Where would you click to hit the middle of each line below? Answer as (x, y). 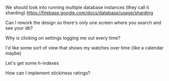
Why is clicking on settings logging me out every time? (63, 38)
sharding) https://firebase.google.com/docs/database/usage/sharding (79, 13)
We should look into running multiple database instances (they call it (77, 7)
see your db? (19, 28)
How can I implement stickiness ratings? (48, 73)
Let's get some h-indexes (32, 63)
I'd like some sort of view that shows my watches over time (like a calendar (84, 48)
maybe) (13, 53)
